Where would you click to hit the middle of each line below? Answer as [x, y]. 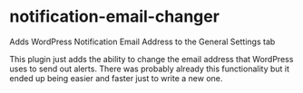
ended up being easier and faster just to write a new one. [116, 78]
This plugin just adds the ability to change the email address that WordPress [151, 59]
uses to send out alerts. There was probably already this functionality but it [150, 69]
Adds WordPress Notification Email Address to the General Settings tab [142, 42]
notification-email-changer [115, 17]
